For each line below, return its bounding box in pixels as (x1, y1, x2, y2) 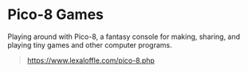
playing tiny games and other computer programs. (7, 40, 172, 49)
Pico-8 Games (7, 6, 104, 24)
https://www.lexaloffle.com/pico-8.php (26, 56, 155, 65)
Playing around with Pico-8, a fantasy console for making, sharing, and (7, 32, 241, 41)
